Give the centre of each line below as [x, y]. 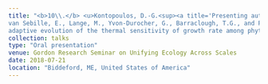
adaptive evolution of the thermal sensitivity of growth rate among [126, 30]
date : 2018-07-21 [37, 61]
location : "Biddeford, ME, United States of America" [100, 68]
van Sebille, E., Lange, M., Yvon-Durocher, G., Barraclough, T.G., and [132, 23]
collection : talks [39, 38]
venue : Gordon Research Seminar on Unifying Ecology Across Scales [123, 53]
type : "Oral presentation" [53, 46]
